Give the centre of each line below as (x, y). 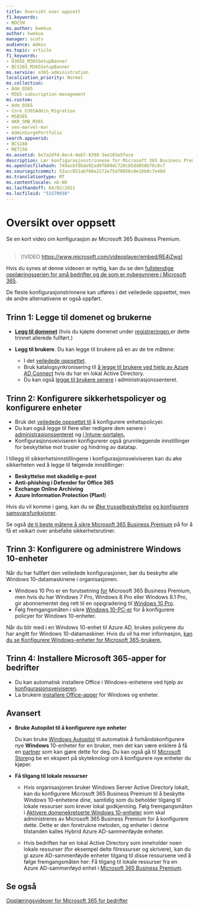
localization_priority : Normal (45, 78)
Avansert (23, 714)
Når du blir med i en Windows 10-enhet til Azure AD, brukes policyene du (95, 627)
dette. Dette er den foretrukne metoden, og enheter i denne (96, 825)
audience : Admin (26, 45)
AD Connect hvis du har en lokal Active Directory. (84, 373)
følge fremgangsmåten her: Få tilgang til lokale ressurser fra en (100, 861)
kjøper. (23, 764)
